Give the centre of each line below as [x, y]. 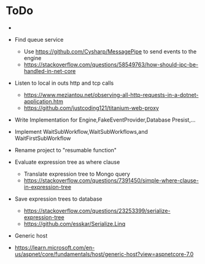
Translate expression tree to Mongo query [77, 174]
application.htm [44, 101]
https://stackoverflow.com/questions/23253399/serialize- [97, 211]
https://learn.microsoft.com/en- [55, 247]
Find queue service [39, 39]
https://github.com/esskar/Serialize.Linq [75, 223]
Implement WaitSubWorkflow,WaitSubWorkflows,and [81, 131]
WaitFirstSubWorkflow [43, 138]
